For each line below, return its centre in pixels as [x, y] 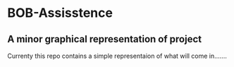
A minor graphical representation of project [105, 39]
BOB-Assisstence [60, 13]
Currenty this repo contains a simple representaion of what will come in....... [117, 56]
